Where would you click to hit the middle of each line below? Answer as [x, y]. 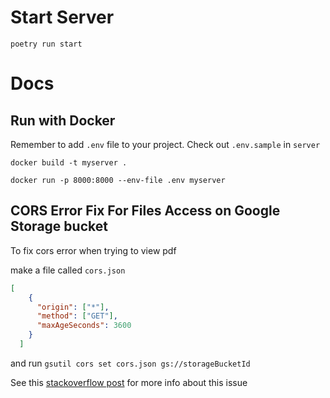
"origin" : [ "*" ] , [73, 307]
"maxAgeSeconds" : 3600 [84, 326]
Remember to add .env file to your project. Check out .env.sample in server [165, 144]
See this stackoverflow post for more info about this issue [129, 382]
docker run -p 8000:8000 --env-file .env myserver [118, 180]
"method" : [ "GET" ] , [77, 316]
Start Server [62, 17]
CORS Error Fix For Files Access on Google [145, 211]
